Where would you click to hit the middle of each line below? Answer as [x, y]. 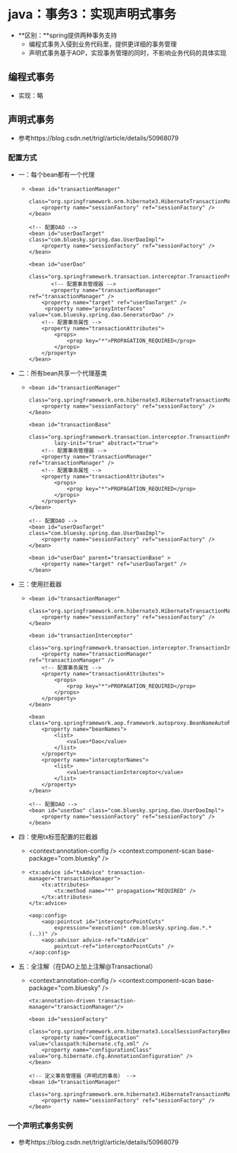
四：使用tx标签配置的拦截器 [58, 837]
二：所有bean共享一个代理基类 [63, 373]
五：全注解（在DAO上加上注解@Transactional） [87, 966]
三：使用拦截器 [40, 584]
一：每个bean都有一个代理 [56, 174]
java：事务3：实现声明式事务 [92, 14]
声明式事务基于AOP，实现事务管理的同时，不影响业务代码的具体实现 [128, 53]
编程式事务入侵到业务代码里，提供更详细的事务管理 [103, 44]
